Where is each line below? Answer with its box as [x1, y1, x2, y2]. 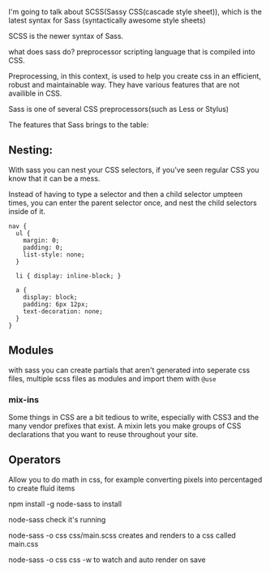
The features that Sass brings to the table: [8, 120, 149, 129]
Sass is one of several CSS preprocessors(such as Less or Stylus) [8, 105, 229, 114]
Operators [8, 453, 62, 467]
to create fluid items [8, 483, 75, 493]
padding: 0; [23, 243, 63, 251]
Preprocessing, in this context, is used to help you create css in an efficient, [8, 71, 262, 80]
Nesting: [8, 144, 54, 157]
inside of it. [8, 206, 46, 216]
